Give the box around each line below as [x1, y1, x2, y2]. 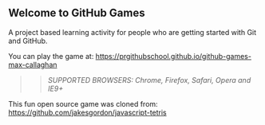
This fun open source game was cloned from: [8, 99, 158, 108]
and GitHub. [8, 36, 48, 45]
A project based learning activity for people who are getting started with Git [8, 27, 257, 37]
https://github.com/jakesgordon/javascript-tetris [8, 107, 168, 117]
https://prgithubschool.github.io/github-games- [95, 51, 251, 61]
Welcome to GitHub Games [8, 6, 145, 20]
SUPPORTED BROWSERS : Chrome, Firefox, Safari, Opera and [47, 75, 251, 84]
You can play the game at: [8, 51, 94, 61]
